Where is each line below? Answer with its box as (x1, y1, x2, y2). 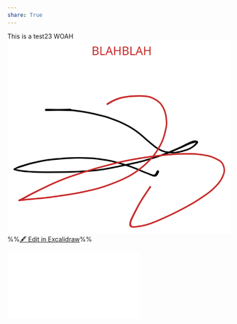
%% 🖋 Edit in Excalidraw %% (7, 234, 92, 243)
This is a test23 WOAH (7, 32, 74, 40)
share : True (7, 11, 43, 18)
